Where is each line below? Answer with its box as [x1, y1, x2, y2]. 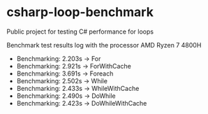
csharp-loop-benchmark [6, 4, 154, 20]
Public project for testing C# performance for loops [6, 27, 154, 36]
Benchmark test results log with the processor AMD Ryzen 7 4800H [6, 41, 202, 49]
